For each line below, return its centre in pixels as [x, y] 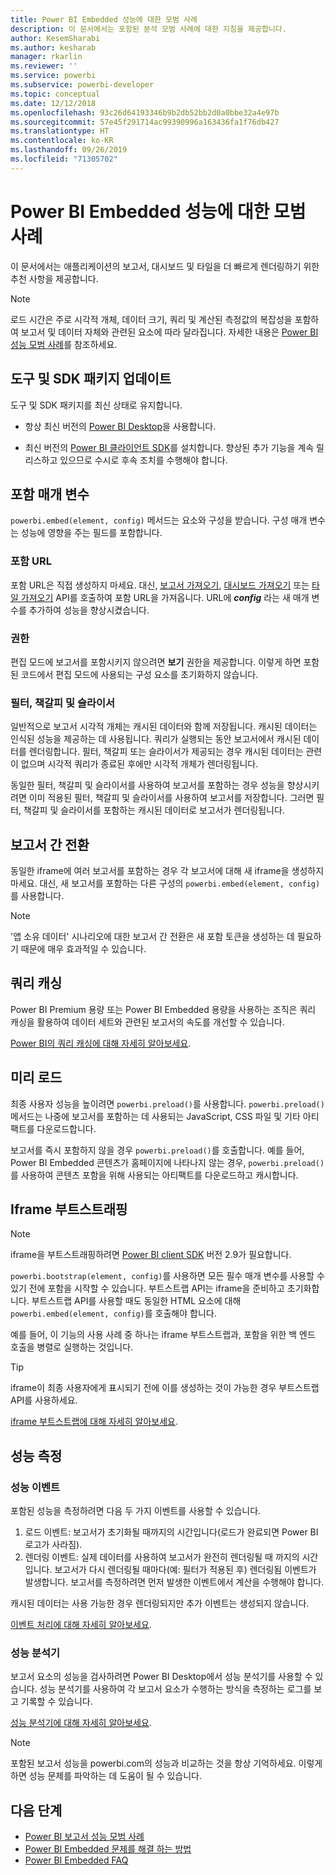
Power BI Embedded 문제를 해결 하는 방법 [108, 1849]
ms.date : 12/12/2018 [53, 103]
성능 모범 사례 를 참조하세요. [64, 344]
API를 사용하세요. [44, 1400]
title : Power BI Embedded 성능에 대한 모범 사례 [104, 19]
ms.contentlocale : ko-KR [62, 141]
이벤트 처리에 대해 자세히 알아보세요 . [81, 1625]
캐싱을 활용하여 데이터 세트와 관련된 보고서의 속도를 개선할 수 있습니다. [147, 1022]
